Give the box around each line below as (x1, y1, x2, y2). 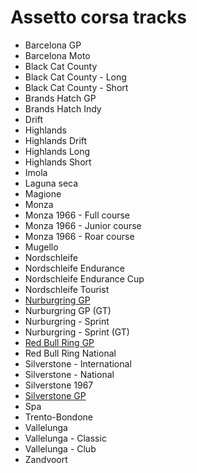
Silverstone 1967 (24, 379, 94, 391)
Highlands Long (24, 145, 91, 157)
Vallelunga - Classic (24, 432, 107, 444)
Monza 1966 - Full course (24, 209, 130, 221)
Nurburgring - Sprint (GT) (24, 326, 130, 338)
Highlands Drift (24, 134, 88, 146)
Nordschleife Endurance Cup (24, 272, 145, 285)
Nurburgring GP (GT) (24, 304, 112, 316)
